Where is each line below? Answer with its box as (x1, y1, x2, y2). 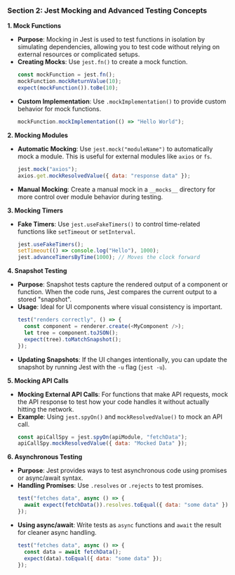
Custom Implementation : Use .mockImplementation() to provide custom (17, 97, 227, 106)
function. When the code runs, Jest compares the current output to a (17, 288, 217, 296)
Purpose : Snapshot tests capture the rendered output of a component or (17, 280, 228, 289)
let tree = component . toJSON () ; (24, 329, 119, 336)
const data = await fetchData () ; (24, 548, 122, 555)
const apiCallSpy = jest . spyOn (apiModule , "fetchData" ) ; (17, 434, 188, 441)
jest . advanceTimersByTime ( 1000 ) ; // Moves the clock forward (17, 254, 201, 261)
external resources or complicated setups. (17, 50, 140, 58)
